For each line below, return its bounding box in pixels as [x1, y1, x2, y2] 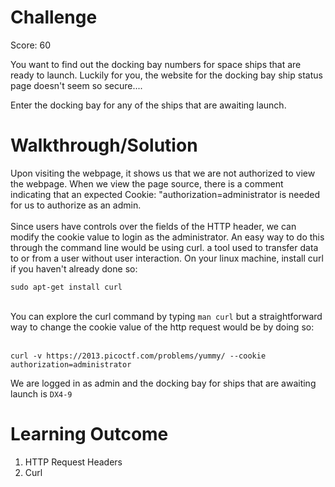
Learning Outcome [10, 423, 169, 446]
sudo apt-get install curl [10, 282, 123, 292]
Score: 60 [10, 39, 52, 51]
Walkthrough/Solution [10, 134, 198, 157]
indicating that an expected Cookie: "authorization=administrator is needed [10, 188, 320, 200]
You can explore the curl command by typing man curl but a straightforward [10, 310, 323, 322]
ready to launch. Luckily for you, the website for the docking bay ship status [10, 69, 323, 81]
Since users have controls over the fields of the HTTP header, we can [10, 220, 297, 232]
